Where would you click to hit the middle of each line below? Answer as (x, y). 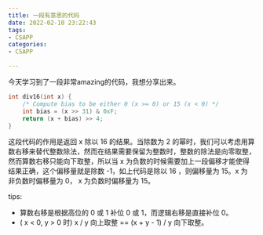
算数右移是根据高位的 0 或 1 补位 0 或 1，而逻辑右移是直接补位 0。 (126, 213)
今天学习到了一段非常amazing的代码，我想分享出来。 (94, 82)
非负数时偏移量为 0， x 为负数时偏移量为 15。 (82, 181)
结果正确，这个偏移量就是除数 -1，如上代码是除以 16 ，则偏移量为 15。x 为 (128, 171)
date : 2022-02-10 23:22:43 (52, 23)
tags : (17, 30)
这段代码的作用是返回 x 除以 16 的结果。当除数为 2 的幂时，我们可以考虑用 (128, 142)
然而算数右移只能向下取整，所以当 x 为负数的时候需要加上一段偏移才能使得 (129, 161)
